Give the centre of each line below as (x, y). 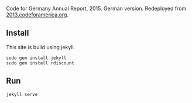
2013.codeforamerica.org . (37, 15)
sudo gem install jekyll (36, 58)
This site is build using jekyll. (41, 47)
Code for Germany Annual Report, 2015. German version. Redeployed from (96, 8)
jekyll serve (22, 94)
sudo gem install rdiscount (40, 63)
